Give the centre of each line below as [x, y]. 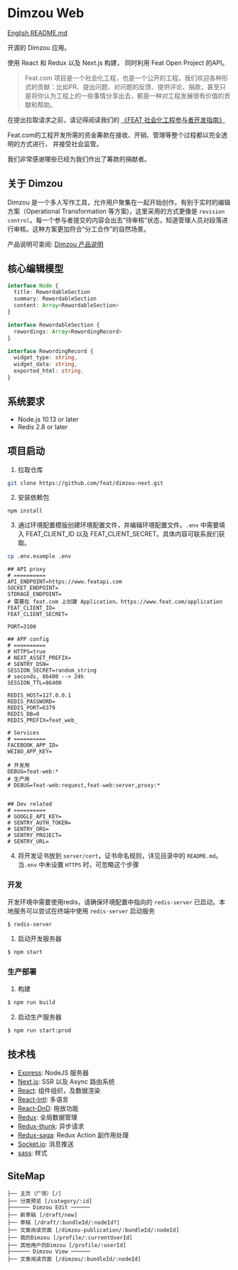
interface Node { [33, 286]
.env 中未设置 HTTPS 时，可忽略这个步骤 [82, 865]
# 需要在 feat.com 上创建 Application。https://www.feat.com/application [115, 602]
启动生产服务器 [39, 1017]
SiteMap [26, 1176]
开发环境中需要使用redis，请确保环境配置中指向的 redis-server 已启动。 [113, 902]
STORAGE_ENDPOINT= [34, 594]
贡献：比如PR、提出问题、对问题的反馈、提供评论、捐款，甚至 [129, 86]
